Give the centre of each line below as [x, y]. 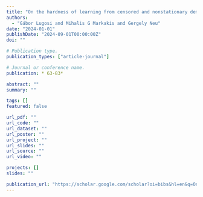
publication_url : [28, 184]
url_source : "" [25, 151]
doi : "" [16, 40]
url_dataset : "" [27, 129]
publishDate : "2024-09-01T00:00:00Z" [54, 35]
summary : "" [21, 90]
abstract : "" [23, 84]
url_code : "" [23, 123]
